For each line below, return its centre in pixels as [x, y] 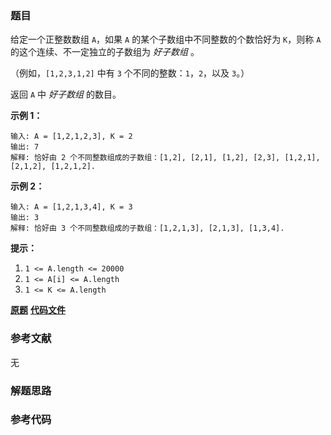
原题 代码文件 [38, 310]
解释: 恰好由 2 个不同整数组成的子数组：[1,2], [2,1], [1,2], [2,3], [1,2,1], [165, 158]
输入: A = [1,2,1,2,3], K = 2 [71, 137]
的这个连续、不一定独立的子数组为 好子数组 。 [105, 52]
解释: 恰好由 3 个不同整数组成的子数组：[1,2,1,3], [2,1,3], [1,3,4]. [147, 228]
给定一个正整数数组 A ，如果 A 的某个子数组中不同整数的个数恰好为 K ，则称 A [166, 39]
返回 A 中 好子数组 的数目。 [66, 94]
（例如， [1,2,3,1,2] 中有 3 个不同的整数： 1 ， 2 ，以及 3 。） [130, 73]
